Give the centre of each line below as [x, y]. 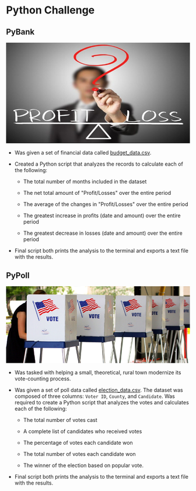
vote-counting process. [43, 379]
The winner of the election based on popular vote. [83, 465]
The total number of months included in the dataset [85, 181]
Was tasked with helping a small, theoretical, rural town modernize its [98, 373]
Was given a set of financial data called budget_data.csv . [83, 153]
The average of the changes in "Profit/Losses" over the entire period [106, 204]
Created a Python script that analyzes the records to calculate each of [99, 164]
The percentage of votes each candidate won [78, 443]
